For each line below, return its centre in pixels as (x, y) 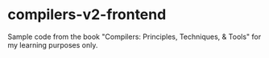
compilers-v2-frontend (87, 15)
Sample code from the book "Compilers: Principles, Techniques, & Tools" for (134, 37)
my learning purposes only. (53, 44)
